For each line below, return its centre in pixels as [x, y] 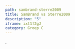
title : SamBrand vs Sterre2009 [38, 14]
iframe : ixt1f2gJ [23, 24]
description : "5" [23, 19]
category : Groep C [24, 28]
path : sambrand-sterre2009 [33, 10]
